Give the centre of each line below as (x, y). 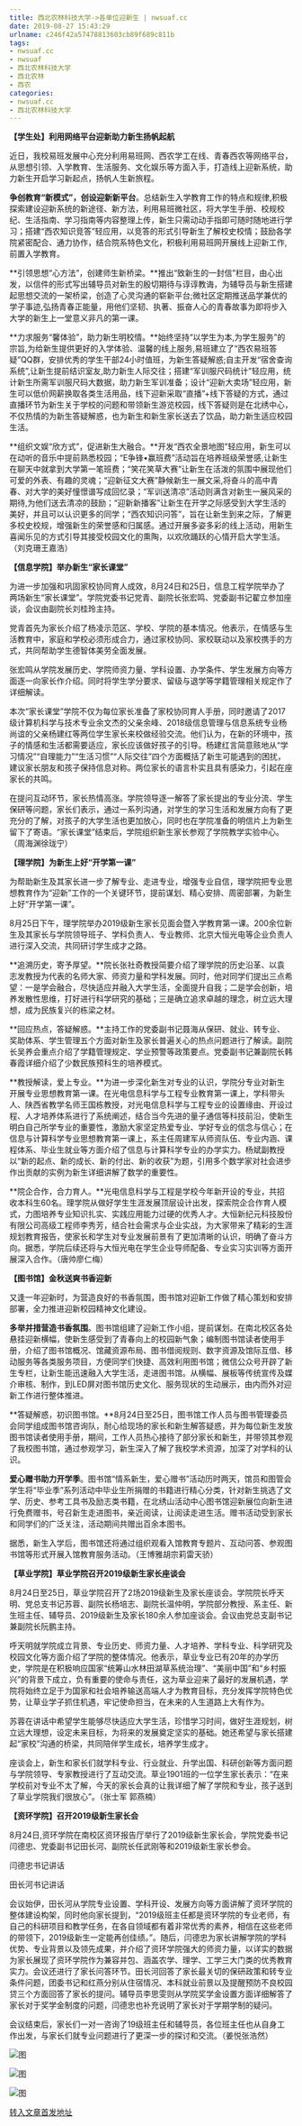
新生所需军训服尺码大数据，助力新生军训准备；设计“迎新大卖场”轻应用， (151, 382)
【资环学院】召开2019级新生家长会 (74, 1816)
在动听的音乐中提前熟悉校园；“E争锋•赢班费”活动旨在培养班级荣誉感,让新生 (148, 458)
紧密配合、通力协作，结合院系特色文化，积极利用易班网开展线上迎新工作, (152, 243)
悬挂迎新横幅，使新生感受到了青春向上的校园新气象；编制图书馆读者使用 (143, 1339)
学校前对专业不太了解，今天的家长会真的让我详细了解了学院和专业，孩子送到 (151, 1785)
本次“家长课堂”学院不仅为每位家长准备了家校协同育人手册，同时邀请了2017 (147, 711)
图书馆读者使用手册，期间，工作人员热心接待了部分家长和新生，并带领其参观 (151, 1437)
